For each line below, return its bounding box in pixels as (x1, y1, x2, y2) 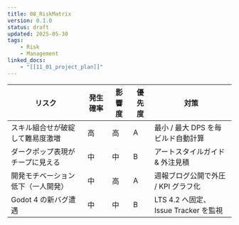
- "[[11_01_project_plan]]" (20, 63, 103, 70)
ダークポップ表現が (11, 147, 76, 157)
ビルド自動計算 (154, 133, 205, 143)
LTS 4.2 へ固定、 (154, 194, 211, 204)
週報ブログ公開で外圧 (154, 170, 226, 180)
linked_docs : (7, 57, 46, 64)
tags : (7, 37, 23, 44)
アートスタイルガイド (154, 147, 225, 157)
